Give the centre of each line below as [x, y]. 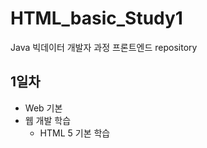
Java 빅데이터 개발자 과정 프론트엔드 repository [104, 47]
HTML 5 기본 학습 [75, 133]
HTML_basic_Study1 [96, 18]
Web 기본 [43, 108]
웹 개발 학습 [48, 120]
